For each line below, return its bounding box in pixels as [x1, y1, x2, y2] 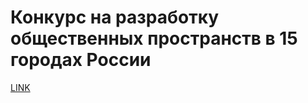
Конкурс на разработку [10, 6, 220, 29]
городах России [10, 49, 152, 71]
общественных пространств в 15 [10, 27, 298, 50]
